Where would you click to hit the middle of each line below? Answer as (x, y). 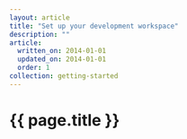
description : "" (40, 34)
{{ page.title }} (65, 120)
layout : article (40, 17)
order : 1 (34, 68)
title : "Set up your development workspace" (94, 26)
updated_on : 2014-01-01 (62, 59)
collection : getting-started (64, 76)
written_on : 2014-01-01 (62, 51)
